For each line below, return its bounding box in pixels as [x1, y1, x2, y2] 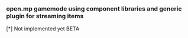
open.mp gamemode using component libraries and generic [6, 5, 182, 13]
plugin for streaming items [6, 12, 84, 20]
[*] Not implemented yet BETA [6, 25, 80, 32]
